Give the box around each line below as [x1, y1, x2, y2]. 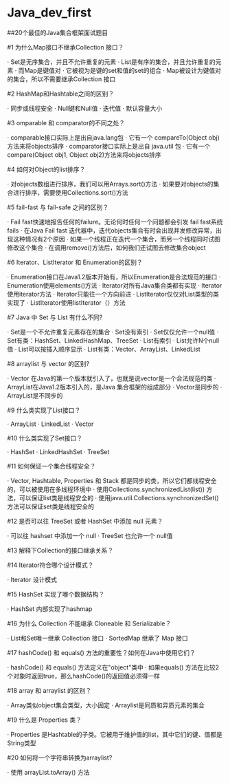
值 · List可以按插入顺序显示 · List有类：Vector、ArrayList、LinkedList [7, 345, 200, 353]
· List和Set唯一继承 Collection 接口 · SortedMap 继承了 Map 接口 [7, 634, 188, 642]
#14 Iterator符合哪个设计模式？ [7, 561, 94, 569]
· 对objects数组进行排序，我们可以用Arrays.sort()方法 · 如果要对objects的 [7, 180, 214, 188]
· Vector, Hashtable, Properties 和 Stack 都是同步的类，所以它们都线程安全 [7, 476, 217, 484]
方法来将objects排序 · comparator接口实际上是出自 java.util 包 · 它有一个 [7, 142, 211, 150]
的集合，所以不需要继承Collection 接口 [7, 74, 116, 83]
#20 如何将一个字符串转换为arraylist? [7, 753, 113, 762]
